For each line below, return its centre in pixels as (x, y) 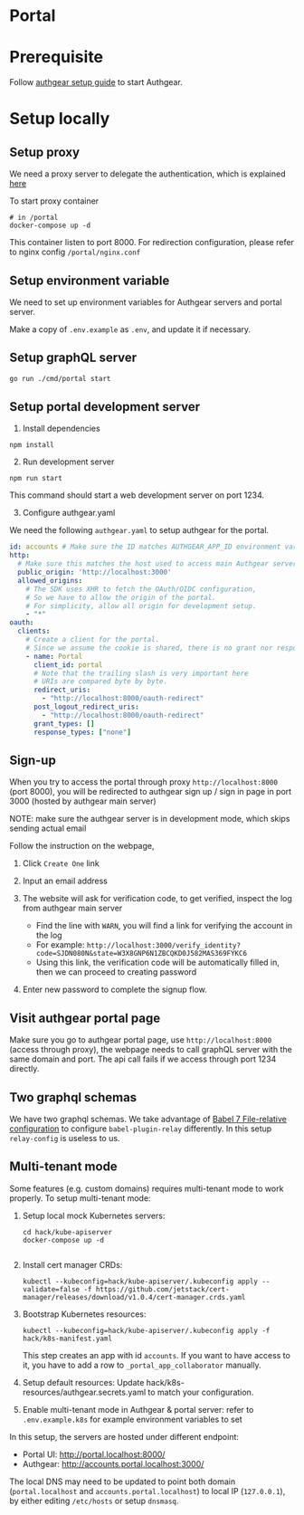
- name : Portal (54, 656)
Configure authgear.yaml (69, 513)
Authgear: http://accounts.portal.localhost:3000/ (113, 1463)
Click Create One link (61, 863)
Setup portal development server (105, 407)
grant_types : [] (64, 724)
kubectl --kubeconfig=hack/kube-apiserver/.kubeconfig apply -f (146, 1330)
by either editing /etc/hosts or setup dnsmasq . (94, 1501)
